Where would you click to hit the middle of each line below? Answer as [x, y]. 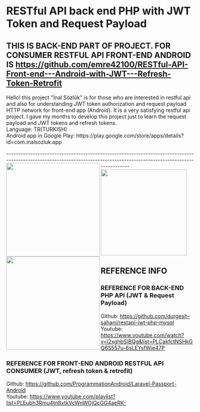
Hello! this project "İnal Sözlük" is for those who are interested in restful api [99, 97]
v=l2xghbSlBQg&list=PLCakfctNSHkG [147, 341]
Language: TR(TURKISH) [37, 129]
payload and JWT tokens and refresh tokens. [61, 123]
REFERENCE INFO [134, 271]
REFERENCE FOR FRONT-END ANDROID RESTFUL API [85, 363]
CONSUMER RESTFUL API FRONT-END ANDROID [99, 55]
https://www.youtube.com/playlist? [73, 396]
